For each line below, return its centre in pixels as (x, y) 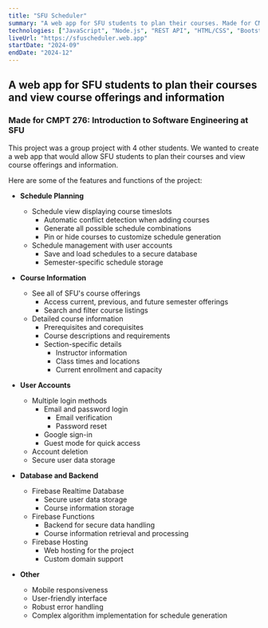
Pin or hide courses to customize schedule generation (132, 236)
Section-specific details (83, 344)
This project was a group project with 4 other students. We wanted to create (134, 148)
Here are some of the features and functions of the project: (105, 180)
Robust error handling (67, 606)
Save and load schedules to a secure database (120, 253)
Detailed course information (77, 318)
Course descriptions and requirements (107, 336)
